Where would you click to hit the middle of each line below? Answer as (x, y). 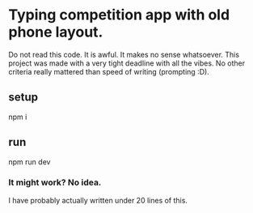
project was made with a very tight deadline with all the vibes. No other (126, 63)
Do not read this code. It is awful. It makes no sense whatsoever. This (124, 54)
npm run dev (30, 162)
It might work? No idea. (55, 182)
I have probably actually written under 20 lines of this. (98, 200)
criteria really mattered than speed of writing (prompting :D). (109, 71)
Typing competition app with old (119, 15)
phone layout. (56, 32)
